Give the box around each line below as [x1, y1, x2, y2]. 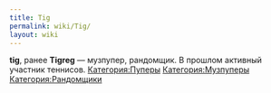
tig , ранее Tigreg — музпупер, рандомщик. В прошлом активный [9, 55, 263, 66]
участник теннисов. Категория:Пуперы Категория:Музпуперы [9, 64, 250, 75]
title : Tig [9, 13, 51, 23]
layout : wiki [9, 30, 59, 39]
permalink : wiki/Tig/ [9, 22, 92, 31]
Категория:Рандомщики [9, 74, 102, 85]
